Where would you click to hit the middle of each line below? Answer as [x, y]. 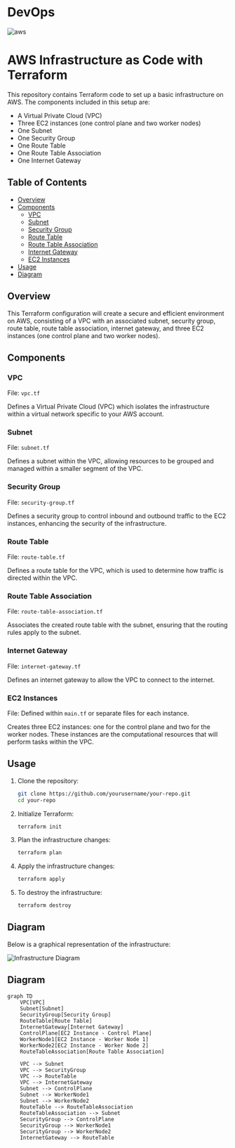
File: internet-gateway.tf [44, 666]
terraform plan [40, 853]
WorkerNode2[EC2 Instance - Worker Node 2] [85, 1045]
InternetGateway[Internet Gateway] [72, 1027]
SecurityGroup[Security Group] [66, 1014]
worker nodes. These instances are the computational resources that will [113, 734]
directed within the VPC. [42, 578]
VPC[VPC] [33, 1002]
